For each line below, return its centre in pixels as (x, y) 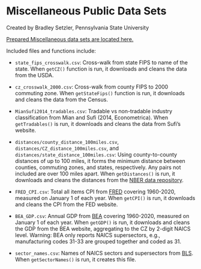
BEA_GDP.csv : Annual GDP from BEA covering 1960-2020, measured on (102, 216)
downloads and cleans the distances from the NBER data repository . (99, 180)
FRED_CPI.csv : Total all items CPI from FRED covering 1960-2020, (95, 191)
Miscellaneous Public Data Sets (86, 11)
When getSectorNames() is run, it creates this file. (76, 259)
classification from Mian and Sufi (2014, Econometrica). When (91, 117)
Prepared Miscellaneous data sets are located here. (70, 39)
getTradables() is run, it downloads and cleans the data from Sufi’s (98, 123)
